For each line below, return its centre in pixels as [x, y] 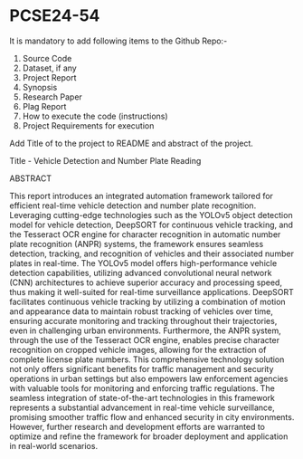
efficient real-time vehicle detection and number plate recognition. [133, 206]
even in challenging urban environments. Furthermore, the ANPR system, [146, 330]
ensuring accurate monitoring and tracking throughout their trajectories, [143, 320]
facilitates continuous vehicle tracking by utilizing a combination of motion [148, 301]
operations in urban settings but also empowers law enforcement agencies [149, 378]
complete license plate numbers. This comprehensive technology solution [147, 359]
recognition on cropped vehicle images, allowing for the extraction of [138, 349]
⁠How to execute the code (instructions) [95, 116]
